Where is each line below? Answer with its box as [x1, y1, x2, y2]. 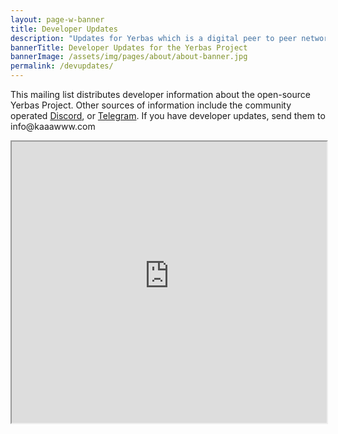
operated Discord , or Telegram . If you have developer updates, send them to [10, 110, 326, 121]
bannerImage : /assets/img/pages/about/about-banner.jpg [10, 52, 248, 62]
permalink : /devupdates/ [10, 61, 114, 71]
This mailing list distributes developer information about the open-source [10, 89, 311, 100]
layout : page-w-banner [10, 14, 105, 25]
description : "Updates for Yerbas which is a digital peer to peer [10, 33, 298, 43]
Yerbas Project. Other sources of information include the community [10, 99, 292, 111]
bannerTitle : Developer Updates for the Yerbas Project [10, 42, 248, 53]
